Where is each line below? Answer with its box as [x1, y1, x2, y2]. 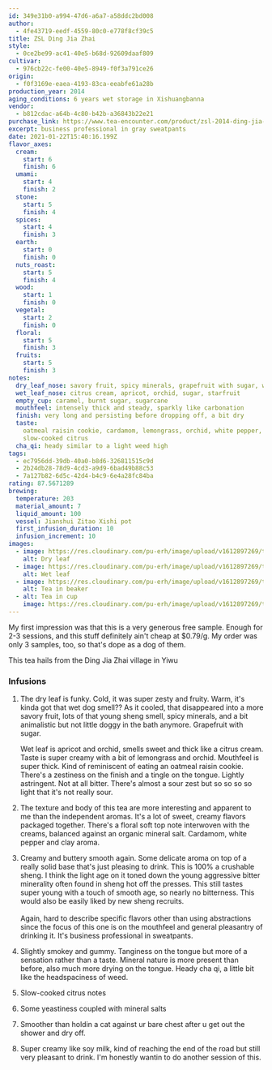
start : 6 [23, 155, 53, 163]
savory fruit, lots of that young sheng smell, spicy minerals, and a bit [19, 711, 249, 721]
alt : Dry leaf [23, 555, 70, 563]
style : [8, 42, 31, 50]
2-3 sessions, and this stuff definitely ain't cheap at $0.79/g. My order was [8, 630, 257, 641]
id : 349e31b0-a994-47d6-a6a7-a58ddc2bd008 [8, 11, 154, 20]
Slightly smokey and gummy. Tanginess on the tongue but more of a [19, 947, 248, 956]
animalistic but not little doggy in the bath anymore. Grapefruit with [19, 720, 244, 730]
